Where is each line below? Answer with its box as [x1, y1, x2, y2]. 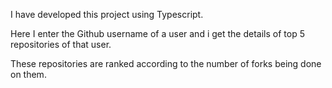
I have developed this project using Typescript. [10, 9, 204, 20]
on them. [10, 69, 47, 80]
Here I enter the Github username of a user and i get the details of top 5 [10, 28, 305, 39]
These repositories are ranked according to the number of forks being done [10, 58, 322, 69]
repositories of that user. [10, 39, 112, 50]
